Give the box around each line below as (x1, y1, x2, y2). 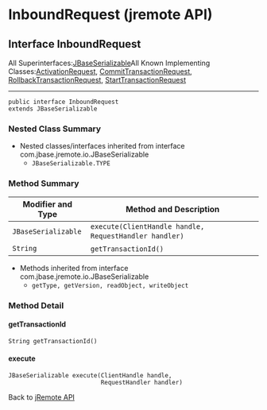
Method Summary (8, 178, 79, 189)
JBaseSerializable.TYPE (31, 160, 111, 168)
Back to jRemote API (8, 392, 75, 402)
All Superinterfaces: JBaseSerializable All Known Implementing (8, 58, 211, 68)
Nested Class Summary (8, 123, 102, 134)
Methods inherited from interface (19, 263, 129, 273)
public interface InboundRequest (8, 98, 119, 106)
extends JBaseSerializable (8, 105, 98, 113)
